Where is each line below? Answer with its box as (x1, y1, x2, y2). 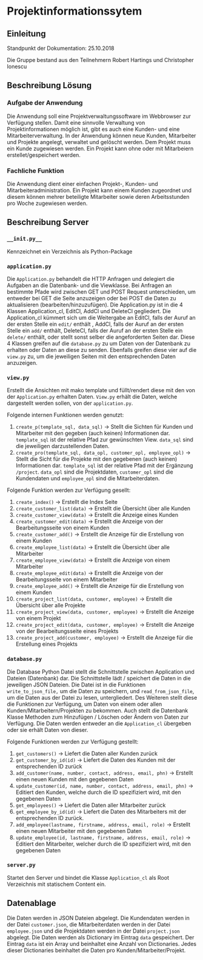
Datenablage (7, 898, 56, 908)
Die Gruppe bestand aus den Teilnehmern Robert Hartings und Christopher (7, 57, 195, 63)
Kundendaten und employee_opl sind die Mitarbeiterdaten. (15, 475, 160, 482)
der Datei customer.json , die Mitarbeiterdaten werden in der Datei (7, 920, 170, 928)
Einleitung (7, 29, 46, 39)
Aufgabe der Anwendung (7, 98, 83, 107)
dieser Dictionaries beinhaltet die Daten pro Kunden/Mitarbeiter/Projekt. (7, 947, 186, 954)
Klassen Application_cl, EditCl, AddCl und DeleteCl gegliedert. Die (7, 307, 171, 314)
